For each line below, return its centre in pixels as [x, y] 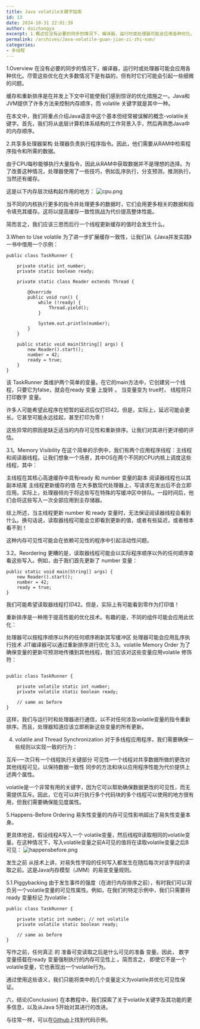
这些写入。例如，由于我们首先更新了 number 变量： [74, 560]
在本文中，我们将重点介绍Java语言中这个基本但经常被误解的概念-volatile [95, 116]
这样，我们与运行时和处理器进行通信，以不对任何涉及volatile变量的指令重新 [98, 719]
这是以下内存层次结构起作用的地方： [51, 191]
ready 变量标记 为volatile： [39, 897]
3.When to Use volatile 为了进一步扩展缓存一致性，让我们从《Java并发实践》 [99, 237]
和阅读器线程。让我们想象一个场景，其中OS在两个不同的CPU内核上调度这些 [99, 458]
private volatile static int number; [64, 687]
